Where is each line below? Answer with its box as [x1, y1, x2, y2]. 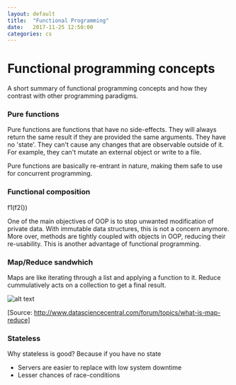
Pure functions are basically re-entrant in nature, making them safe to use [7, 162, 223, 170]
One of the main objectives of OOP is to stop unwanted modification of [7, 217, 214, 225]
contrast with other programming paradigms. [7, 91, 138, 100]
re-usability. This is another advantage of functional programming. [7, 239, 201, 248]
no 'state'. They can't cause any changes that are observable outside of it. [7, 140, 225, 149]
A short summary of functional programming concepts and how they [7, 84, 208, 93]
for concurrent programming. [7, 169, 93, 178]
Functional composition [7, 187, 91, 197]
